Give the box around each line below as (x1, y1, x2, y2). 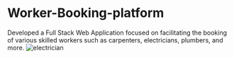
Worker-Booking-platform (7, 5, 165, 21)
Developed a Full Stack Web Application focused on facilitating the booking (7, 28, 228, 37)
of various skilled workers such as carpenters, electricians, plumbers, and (7, 35, 223, 44)
